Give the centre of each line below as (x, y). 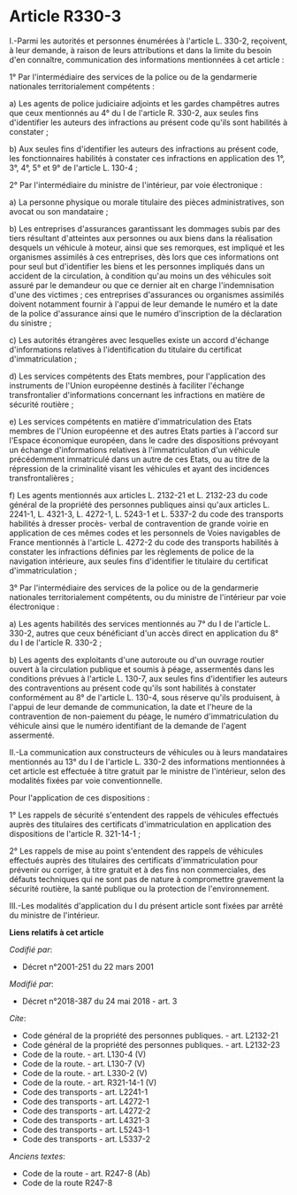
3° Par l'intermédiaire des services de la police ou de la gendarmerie (134, 588)
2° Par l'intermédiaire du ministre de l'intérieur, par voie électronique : (136, 184)
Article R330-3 (65, 16)
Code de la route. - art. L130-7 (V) (84, 1063)
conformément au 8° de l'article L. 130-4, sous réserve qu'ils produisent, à (145, 697)
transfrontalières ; (42, 478)
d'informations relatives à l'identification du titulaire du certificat (126, 349)
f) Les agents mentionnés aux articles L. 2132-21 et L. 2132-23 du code (138, 495)
